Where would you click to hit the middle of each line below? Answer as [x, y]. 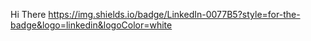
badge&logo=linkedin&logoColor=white [91, 25]
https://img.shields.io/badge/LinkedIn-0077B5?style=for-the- [174, 14]
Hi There [28, 14]
